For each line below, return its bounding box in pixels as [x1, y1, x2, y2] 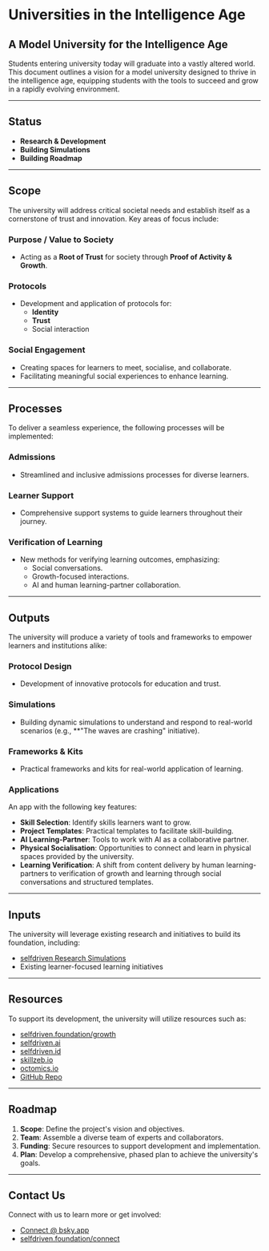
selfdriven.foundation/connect [19, 1234, 120, 1244]
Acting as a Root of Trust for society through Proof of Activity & [19, 252, 232, 261]
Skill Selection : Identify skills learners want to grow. [19, 817, 192, 827]
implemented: [8, 431, 54, 442]
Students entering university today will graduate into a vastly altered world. [8, 59, 256, 68]
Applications [8, 784, 59, 795]
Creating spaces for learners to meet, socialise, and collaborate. [19, 362, 232, 372]
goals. [19, 1158, 41, 1168]
